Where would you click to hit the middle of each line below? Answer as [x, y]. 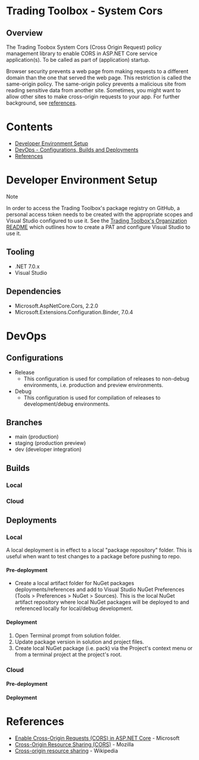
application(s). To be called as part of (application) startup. [78, 60]
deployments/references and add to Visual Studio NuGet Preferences [99, 589]
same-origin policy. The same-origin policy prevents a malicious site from [96, 84]
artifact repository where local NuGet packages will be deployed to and [102, 602]
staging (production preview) [50, 443]
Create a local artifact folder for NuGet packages [75, 583]
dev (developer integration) [48, 450]
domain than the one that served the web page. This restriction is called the [99, 78]
